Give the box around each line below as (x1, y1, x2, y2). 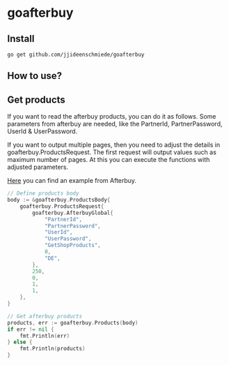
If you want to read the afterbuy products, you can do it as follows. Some (7, 112, 216, 121)
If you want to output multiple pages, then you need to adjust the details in (7, 141, 221, 149)
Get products (7, 94, 66, 105)
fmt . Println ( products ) (19, 345, 86, 352)
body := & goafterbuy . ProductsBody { (7, 197, 111, 204)
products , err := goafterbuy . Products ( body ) (7, 319, 139, 326)
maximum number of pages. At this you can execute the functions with (7, 156, 210, 164)
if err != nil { (7, 326, 54, 333)
